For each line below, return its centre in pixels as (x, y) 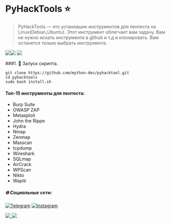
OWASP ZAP (26, 110)
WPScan (22, 170)
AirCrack (22, 165)
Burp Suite (24, 105)
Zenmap (22, 137)
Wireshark (24, 154)
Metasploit (24, 115)
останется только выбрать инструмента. (62, 43)
